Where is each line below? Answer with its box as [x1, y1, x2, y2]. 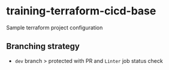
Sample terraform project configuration [6, 24, 103, 31]
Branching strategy [6, 41, 80, 51]
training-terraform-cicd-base [6, 4, 156, 18]
